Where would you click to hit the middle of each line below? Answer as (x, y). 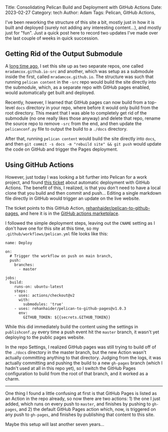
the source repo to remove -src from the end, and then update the (73, 123)
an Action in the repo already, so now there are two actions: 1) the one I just (83, 398)
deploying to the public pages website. (45, 337)
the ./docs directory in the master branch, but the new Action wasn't (76, 352)
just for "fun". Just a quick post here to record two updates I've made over (82, 33)
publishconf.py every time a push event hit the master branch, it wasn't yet (82, 332)
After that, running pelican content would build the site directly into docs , (80, 138)
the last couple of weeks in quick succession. (52, 38)
